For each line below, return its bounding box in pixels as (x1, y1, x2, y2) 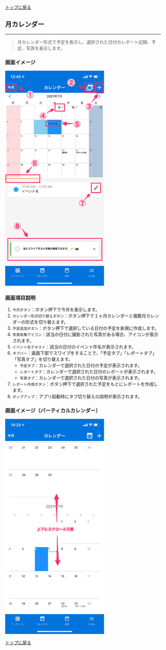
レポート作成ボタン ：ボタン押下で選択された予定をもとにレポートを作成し (12, 381, 158, 387)
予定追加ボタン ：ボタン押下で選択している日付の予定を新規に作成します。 (12, 325, 159, 331)
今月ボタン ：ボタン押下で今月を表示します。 (12, 307, 100, 313)
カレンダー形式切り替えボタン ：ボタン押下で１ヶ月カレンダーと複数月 (12, 313, 147, 319)
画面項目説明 (5, 294, 36, 301)
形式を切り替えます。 (25, 319, 69, 325)
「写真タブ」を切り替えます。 (12, 357, 73, 362)
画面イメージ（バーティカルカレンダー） (5, 407, 101, 414)
